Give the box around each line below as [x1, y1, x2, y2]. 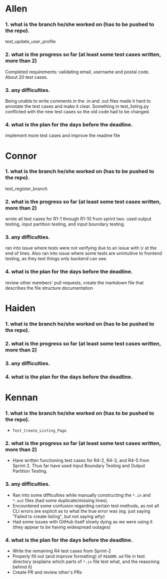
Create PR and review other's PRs [12, 569, 82, 575]
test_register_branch [5, 185, 47, 191]
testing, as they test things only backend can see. [5, 256, 107, 262]
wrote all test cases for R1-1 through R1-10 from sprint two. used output [5, 216, 151, 222]
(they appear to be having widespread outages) [12, 524, 111, 530]
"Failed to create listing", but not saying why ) [12, 513, 105, 519]
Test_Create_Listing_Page [12, 428, 66, 434]
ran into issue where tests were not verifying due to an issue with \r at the [5, 245, 157, 251]
